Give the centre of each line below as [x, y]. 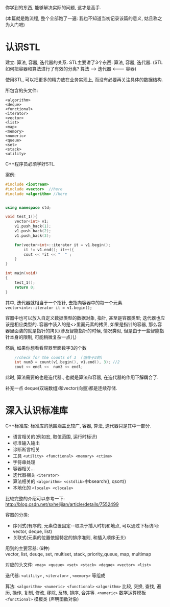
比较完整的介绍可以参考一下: [35, 499]
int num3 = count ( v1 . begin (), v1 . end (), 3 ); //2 [67, 362]
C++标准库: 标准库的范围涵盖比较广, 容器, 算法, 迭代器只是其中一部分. [78, 426]
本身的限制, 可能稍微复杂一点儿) [43, 337]
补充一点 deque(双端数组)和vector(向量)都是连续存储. [61, 388]
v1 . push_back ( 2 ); [33, 231]
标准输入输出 [26, 443]
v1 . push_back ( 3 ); [33, 236]
